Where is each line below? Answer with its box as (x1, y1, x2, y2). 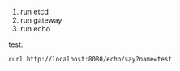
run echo (19, 24, 51, 33)
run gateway (19, 15, 62, 25)
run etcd (19, 7, 49, 16)
